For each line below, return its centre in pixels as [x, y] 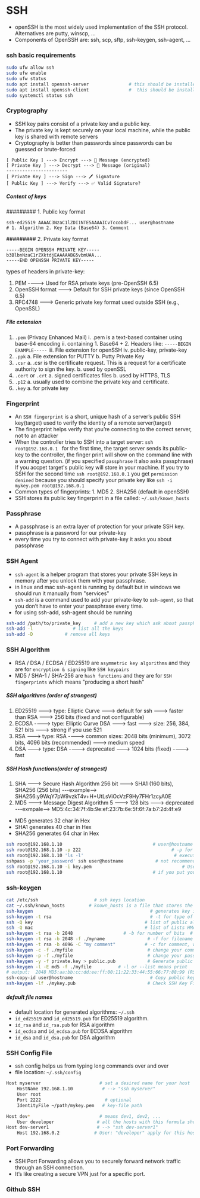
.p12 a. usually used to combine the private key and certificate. [92, 382]
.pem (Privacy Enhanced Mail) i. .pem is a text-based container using [99, 337]
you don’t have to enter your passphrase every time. [79, 606]
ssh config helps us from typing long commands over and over [92, 1066]
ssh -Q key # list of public [97, 922]
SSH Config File [29, 1053]
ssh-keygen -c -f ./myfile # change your [94, 950]
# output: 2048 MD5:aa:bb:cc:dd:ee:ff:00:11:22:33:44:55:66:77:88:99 [96, 973]
